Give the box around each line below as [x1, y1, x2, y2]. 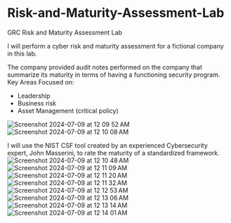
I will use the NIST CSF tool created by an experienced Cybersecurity [7, 141, 209, 149]
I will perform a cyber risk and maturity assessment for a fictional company [7, 42, 225, 50]
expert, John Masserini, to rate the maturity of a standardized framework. [7, 148, 220, 157]
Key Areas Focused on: [7, 77, 74, 86]
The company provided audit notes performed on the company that [7, 63, 202, 71]
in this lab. [7, 49, 37, 58]
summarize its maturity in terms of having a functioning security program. [7, 70, 220, 79]
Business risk [17, 98, 57, 107]
